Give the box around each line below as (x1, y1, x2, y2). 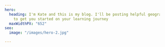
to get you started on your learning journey (13, 16, 109, 21)
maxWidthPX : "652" (9, 21, 47, 26)
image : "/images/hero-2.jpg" (9, 30, 69, 35)
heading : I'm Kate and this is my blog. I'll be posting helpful (9, 12, 146, 17)
